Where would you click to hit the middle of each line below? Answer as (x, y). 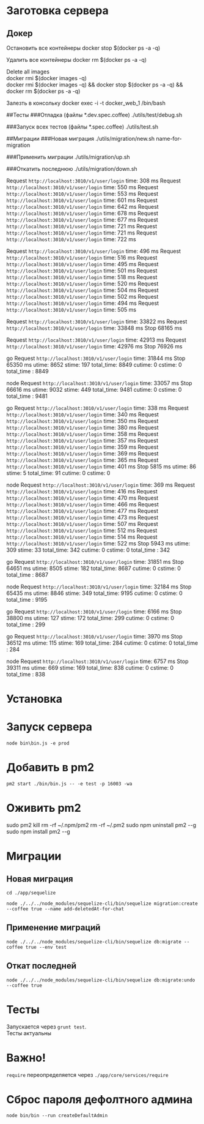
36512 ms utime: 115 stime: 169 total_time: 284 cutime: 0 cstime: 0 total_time (102, 643)
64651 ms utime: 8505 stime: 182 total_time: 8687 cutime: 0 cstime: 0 (94, 568)
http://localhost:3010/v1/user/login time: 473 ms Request (82, 517)
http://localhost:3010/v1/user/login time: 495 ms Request (82, 264)
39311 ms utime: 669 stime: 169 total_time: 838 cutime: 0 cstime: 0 (90, 668)
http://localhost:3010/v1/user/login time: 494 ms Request (83, 303)
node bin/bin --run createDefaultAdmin (57, 1116)
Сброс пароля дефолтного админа (100, 1099)
